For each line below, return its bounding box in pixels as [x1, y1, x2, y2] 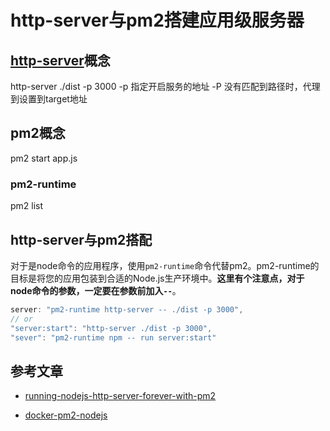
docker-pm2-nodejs [24, 409, 108, 421]
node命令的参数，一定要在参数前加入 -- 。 [10, 284, 182, 296]
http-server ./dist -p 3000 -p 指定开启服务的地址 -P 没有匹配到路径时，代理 [10, 81, 321, 92]
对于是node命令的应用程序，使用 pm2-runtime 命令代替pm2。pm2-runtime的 [10, 259, 320, 271]
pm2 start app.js [10, 152, 78, 164]
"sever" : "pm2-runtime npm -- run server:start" [10, 332, 217, 343]
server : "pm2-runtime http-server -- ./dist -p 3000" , [10, 304, 244, 315]
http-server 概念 [10, 52, 111, 69]
